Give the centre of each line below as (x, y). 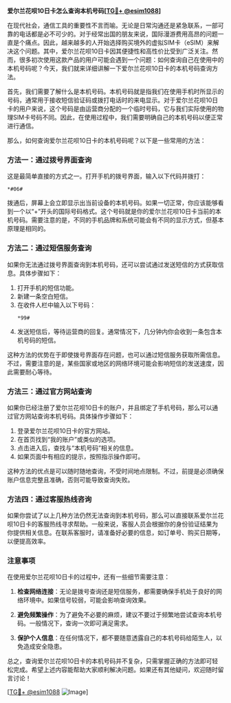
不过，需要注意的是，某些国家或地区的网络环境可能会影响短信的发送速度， (112, 363)
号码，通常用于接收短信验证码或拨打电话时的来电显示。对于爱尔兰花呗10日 (113, 100)
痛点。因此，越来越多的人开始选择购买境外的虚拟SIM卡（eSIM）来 (119, 43)
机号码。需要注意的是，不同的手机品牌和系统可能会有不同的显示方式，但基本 (115, 220)
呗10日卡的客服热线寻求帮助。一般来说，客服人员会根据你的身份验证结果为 (113, 524)
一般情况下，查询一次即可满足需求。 (80, 623)
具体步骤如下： (40, 273)
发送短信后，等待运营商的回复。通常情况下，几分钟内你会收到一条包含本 (119, 331)
